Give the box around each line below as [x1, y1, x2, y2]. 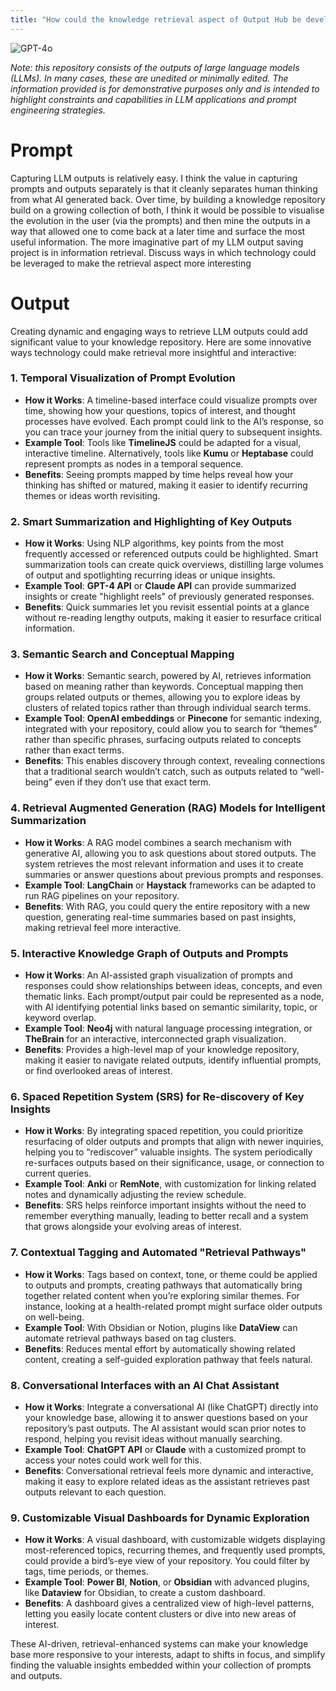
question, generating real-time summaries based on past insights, [24, 911, 297, 923]
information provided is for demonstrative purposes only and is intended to [10, 82, 320, 95]
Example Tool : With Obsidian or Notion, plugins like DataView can [24, 1321, 298, 1333]
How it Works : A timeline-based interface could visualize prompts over [24, 394, 318, 406]
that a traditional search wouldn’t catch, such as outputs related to [24, 766, 298, 778]
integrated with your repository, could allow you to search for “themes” [24, 723, 318, 735]
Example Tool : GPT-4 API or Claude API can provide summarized [24, 580, 297, 592]
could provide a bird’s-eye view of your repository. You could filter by [24, 1555, 311, 1567]
